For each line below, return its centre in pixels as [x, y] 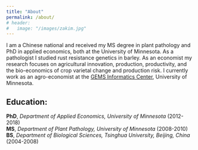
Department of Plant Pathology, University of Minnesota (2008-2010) [103, 129]
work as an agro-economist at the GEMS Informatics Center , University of [97, 77]
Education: [27, 102]
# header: [18, 23]
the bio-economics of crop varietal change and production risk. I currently [97, 71]
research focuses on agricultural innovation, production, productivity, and [97, 64]
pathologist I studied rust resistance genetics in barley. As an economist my [99, 58]
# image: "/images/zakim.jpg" [46, 28]
